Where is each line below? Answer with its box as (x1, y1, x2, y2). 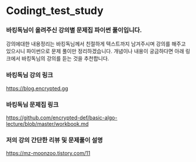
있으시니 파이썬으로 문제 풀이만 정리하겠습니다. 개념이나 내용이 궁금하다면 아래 (6, 48, 184, 55)
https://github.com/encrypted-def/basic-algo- (6, 114, 118, 121)
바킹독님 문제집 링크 (6, 101, 59, 109)
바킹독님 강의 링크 (6, 71, 54, 80)
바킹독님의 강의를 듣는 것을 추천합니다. (21, 55, 109, 62)
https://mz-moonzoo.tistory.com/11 (6, 150, 91, 157)
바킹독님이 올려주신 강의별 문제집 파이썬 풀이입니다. (6, 26, 142, 35)
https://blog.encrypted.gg (6, 85, 68, 92)
